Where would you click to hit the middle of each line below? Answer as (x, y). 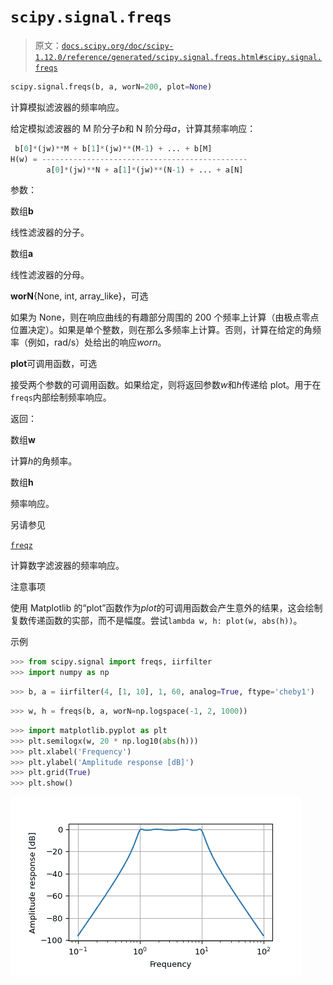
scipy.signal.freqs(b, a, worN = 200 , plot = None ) (111, 86)
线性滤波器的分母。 (50, 275)
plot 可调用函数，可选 (54, 364)
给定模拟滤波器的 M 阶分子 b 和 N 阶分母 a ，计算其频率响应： (133, 128)
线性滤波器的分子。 (50, 232)
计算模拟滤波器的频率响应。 (67, 107)
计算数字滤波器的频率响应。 (67, 566)
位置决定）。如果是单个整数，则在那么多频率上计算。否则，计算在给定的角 (161, 330)
